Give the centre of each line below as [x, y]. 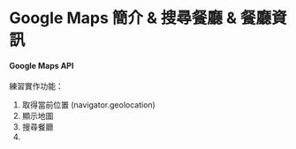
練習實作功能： [36, 86]
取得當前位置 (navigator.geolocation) [89, 105]
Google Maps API [42, 65]
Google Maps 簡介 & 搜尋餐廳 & [123, 18]
